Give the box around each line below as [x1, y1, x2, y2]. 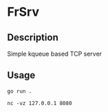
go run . [7, 87, 32, 95]
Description [7, 32, 58, 43]
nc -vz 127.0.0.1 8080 [7, 100, 72, 107]
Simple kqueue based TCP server [7, 49, 102, 58]
